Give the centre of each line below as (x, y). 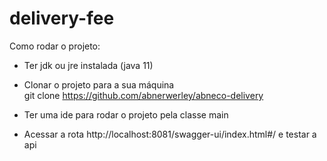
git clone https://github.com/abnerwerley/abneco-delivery (143, 95)
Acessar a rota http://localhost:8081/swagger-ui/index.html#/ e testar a (170, 134)
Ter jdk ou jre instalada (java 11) (88, 65)
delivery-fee (62, 18)
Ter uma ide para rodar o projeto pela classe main (126, 114)
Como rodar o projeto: (55, 46)
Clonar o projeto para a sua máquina (99, 84)
